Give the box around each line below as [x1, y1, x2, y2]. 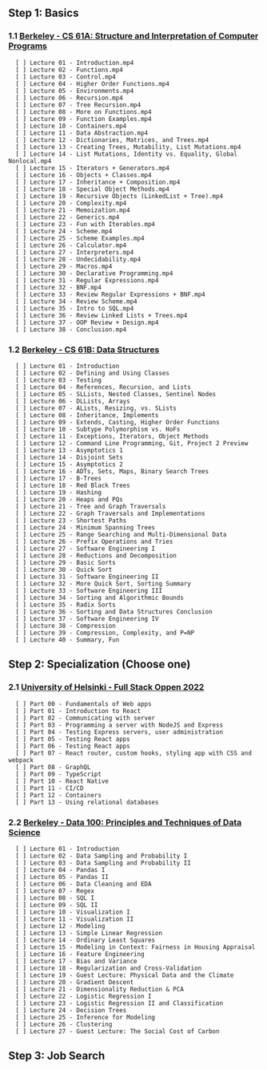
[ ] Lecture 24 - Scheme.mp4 [15, 227, 113, 235]
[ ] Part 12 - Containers [15, 791, 102, 799]
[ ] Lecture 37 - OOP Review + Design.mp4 [15, 318, 159, 326]
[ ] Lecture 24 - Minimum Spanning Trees [15, 523, 156, 532]
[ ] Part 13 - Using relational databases [15, 798, 159, 806]
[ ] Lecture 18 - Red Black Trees [15, 481, 130, 489]
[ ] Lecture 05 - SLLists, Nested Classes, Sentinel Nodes [15, 390, 217, 398]
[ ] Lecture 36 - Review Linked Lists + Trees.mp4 [15, 311, 188, 319]
